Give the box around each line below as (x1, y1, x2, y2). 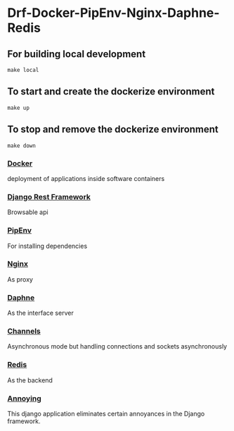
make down (7, 142, 37, 149)
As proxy (7, 275, 34, 283)
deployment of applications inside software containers (7, 174, 165, 182)
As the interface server (7, 308, 74, 318)
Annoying (7, 393, 42, 403)
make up (7, 104, 30, 111)
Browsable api (7, 208, 48, 216)
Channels (7, 326, 41, 336)
